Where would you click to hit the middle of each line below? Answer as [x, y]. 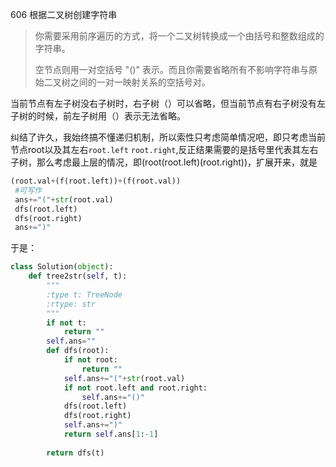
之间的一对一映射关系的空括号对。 [140, 82]
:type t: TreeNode [84, 294]
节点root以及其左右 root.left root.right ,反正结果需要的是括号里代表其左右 [164, 149]
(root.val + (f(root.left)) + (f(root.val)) [96, 181]
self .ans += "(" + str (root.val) [124, 378]
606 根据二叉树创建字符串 [64, 14]
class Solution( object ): [62, 267]
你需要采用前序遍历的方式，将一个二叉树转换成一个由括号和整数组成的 [179, 36]
